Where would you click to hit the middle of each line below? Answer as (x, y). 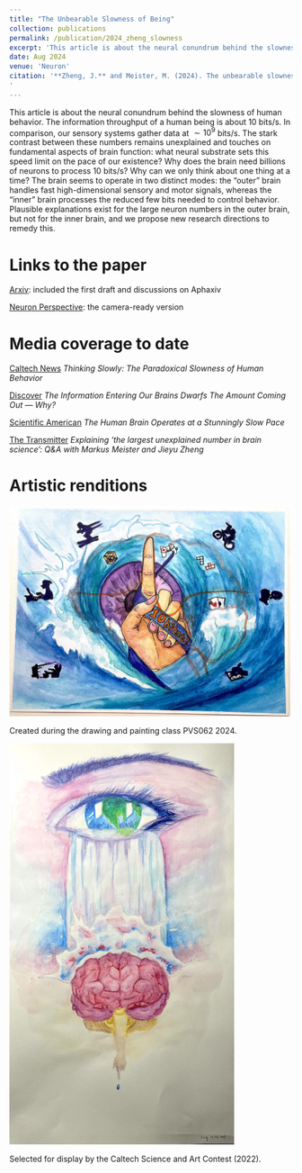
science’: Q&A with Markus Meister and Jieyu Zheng (107, 449)
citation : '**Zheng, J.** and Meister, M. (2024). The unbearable (136, 77)
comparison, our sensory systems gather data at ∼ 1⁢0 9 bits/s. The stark (144, 132)
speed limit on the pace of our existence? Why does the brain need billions (147, 161)
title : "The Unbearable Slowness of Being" (92, 19)
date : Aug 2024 (38, 57)
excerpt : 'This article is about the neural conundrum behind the (136, 48)
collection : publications (58, 28)
